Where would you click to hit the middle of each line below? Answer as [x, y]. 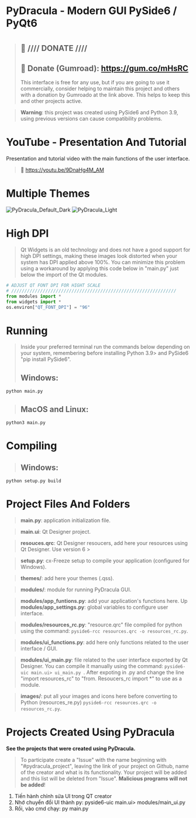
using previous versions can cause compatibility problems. [91, 119]
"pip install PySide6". [46, 359]
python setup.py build [34, 481]
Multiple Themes [48, 194]
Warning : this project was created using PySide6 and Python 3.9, [99, 113]
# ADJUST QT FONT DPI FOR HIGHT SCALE [53, 285]
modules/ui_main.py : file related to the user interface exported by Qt [104, 660]
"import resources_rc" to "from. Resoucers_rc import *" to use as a [101, 679]
